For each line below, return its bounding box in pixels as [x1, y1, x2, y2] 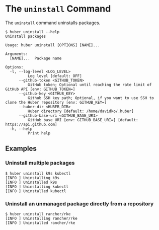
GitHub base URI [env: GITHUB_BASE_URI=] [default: [27, 117, 138, 122]
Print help [27, 130, 51, 136]
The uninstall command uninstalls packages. [5, 20, 101, 26]
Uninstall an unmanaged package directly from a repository [5, 200, 154, 207]
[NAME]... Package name [10, 56, 62, 61]
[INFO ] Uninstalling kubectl [5, 184, 69, 189]
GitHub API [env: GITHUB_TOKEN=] [5, 87, 75, 92]
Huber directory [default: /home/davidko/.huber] [27, 109, 134, 114]
